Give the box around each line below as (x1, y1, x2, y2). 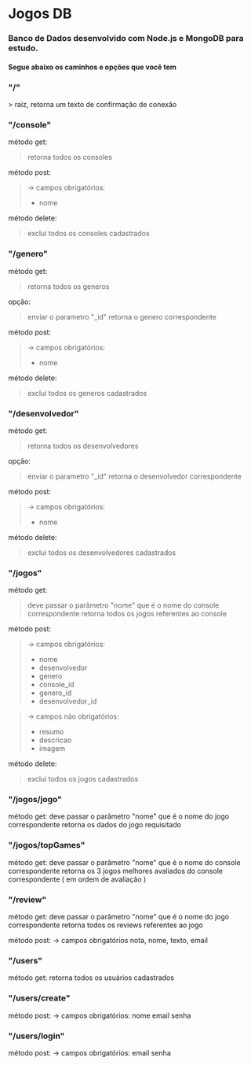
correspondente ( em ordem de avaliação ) (8, 875, 147, 884)
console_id (38, 680, 75, 690)
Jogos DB (8, 5, 72, 23)
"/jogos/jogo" (8, 794, 63, 805)
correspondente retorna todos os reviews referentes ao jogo (8, 920, 204, 930)
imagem (38, 744, 66, 753)
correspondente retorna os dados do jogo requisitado (8, 820, 182, 830)
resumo (38, 727, 64, 737)
